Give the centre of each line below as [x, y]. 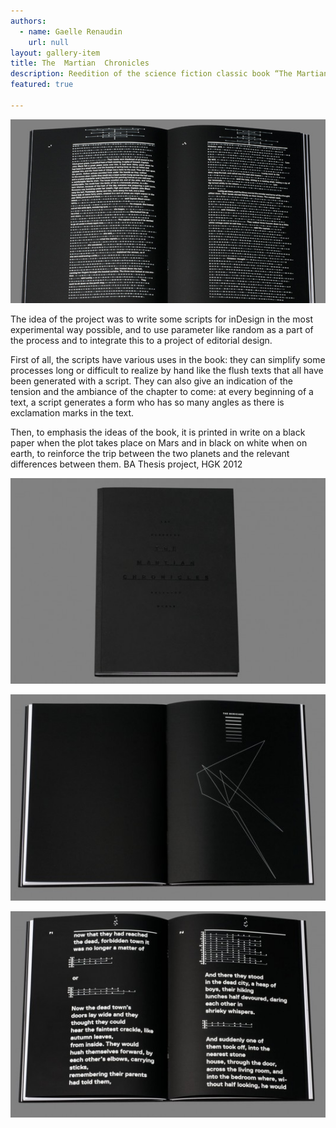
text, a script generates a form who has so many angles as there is [147, 402]
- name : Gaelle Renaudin [71, 31]
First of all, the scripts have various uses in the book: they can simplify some [168, 359]
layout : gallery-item [55, 53]
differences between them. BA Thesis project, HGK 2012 [126, 464]
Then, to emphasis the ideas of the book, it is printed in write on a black [158, 432]
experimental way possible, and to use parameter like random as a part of [162, 329]
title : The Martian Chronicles [80, 63]
